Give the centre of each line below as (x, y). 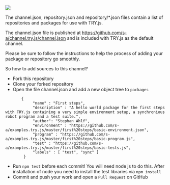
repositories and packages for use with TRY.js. (54, 23)
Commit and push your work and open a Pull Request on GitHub (80, 177)
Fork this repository (33, 78)
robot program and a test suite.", (43, 117)
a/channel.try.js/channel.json (36, 38)
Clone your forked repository (43, 84)
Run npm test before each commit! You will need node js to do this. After (89, 166)
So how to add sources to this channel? (47, 69)
